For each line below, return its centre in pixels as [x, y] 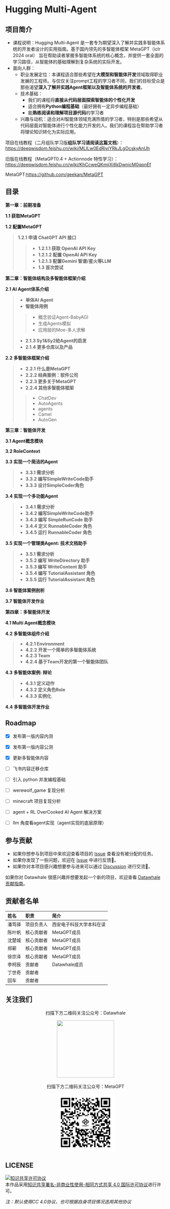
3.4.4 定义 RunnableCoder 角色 [59, 526]
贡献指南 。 [17, 883]
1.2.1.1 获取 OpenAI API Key [67, 248]
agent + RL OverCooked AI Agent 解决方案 [57, 812]
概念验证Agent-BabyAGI [63, 317]
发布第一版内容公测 [33, 747]
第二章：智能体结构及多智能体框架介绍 [45, 278]
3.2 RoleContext [23, 451]
